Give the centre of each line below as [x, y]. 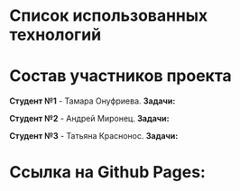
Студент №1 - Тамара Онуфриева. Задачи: [92, 101]
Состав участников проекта [120, 76]
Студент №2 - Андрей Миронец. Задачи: [89, 119]
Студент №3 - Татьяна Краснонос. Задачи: [94, 136]
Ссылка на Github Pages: [107, 173]
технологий [55, 35]
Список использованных [109, 16]
